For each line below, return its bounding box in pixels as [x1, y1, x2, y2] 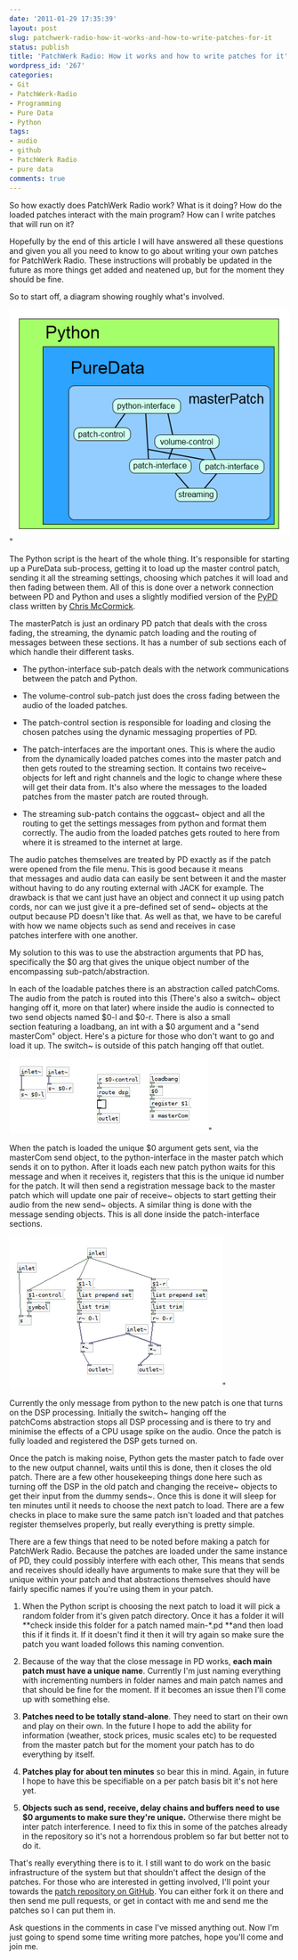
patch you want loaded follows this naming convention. [21, 1639, 225, 1650]
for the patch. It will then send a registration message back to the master [9, 1180, 276, 1191]
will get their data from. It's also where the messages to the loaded [21, 782, 267, 793]
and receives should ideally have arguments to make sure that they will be [9, 1564, 280, 1576]
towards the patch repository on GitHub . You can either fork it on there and [9, 1886, 285, 1897]
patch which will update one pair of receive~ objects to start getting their [9, 1190, 277, 1201]
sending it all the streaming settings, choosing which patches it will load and [9, 573, 289, 584]
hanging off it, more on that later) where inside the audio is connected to [9, 1002, 275, 1013]
